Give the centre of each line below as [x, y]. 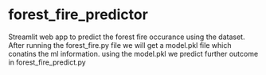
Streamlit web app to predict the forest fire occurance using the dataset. [127, 37]
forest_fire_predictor [78, 15]
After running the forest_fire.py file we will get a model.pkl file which [120, 45]
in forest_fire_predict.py [47, 62]
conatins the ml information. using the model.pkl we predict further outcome [133, 53]
